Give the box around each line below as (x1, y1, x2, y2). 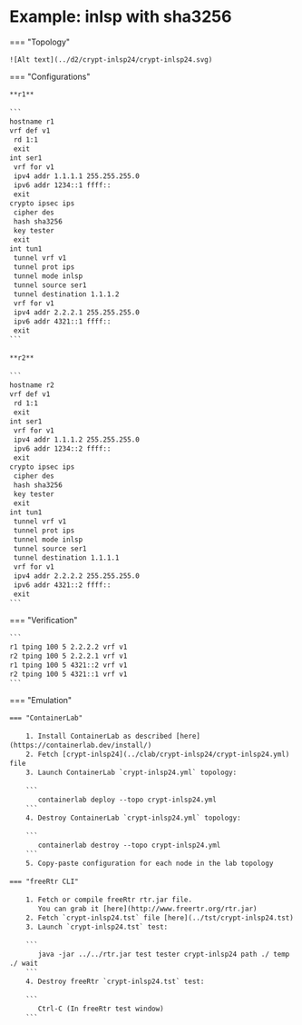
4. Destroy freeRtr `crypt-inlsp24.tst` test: (25, 977, 205, 986)
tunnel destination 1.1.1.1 (13, 552, 120, 562)
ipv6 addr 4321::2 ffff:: (13, 580, 112, 590)
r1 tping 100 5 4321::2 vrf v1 (9, 661, 128, 670)
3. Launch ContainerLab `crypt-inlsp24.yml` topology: (25, 768, 238, 777)
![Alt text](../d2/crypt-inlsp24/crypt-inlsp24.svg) (9, 55, 213, 65)
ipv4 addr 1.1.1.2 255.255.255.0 (13, 434, 141, 444)
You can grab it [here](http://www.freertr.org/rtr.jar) (37, 904, 258, 913)
